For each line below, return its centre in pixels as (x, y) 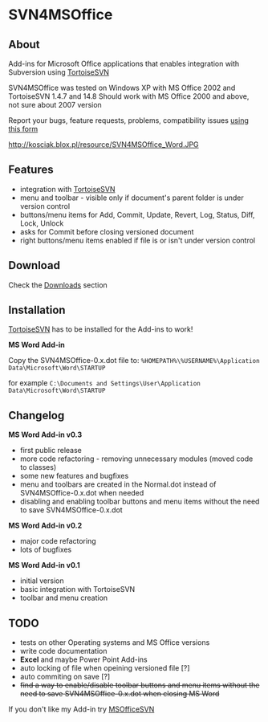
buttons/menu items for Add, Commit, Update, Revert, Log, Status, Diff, (137, 214)
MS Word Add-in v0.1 (44, 565)
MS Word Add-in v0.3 (45, 434)
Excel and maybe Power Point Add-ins (83, 659)
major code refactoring (58, 541)
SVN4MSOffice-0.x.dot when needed (82, 493)
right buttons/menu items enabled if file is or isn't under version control (138, 240)
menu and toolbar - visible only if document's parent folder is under (132, 198)
